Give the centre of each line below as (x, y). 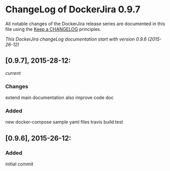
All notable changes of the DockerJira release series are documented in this (85, 24)
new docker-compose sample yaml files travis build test (64, 122)
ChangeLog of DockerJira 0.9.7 (73, 9)
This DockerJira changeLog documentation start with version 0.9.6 (76, 39)
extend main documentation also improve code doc (59, 98)
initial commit (19, 164)
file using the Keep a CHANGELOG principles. (53, 29)
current (13, 73)
